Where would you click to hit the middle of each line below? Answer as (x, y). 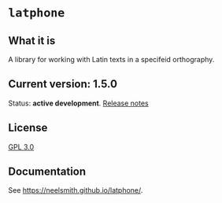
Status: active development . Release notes (79, 103)
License (28, 128)
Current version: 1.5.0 (63, 84)
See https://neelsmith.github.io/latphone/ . (76, 190)
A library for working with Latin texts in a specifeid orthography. (111, 59)
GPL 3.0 (21, 146)
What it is (32, 41)
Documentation (47, 172)
